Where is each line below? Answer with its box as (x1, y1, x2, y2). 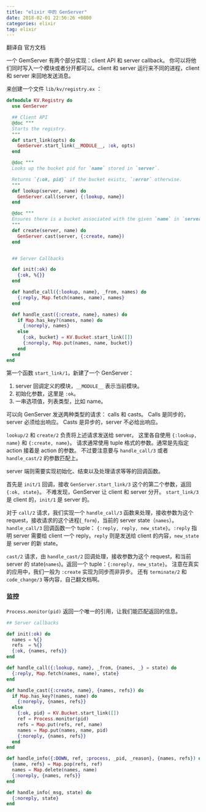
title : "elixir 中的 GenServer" (6, 9, 87, 15)
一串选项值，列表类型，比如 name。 (15, 397, 107, 405)
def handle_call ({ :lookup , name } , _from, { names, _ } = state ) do (6, 665, 177, 671)
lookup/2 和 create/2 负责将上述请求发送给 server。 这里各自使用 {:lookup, (6, 431, 197, 439)
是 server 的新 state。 (6, 539, 61, 547)
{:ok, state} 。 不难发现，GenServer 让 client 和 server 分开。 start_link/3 (6, 488, 199, 495)
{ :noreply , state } (12, 795, 59, 802)
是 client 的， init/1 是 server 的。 (6, 496, 93, 503)
